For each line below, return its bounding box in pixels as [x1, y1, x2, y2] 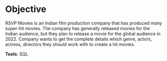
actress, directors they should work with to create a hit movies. [5, 41, 135, 47]
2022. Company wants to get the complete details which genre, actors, [5, 36, 152, 42]
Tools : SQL [5, 51, 29, 57]
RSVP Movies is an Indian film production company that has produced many [5, 20, 162, 26]
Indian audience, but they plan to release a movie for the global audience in [5, 30, 161, 36]
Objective [5, 3, 47, 15]
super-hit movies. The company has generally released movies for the [5, 25, 150, 31]
